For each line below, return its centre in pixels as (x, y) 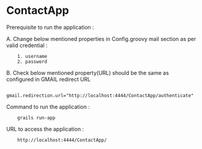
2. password (32, 62)
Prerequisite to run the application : (50, 27)
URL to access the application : (45, 129)
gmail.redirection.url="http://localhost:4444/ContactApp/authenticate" (100, 95)
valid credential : (27, 45)
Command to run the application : (48, 107)
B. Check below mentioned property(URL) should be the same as (88, 72)
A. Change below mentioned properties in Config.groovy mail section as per (101, 39)
